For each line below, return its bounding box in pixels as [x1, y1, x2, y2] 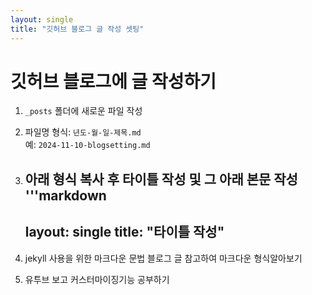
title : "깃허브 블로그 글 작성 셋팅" [10, 24, 145, 34]
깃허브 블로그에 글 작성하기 [10, 70, 217, 93]
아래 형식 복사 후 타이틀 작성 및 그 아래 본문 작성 [24, 171, 298, 188]
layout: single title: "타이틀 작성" [24, 224, 225, 241]
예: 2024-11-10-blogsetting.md [24, 139, 151, 151]
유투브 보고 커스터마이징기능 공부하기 [24, 273, 170, 285]
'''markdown [24, 187, 107, 204]
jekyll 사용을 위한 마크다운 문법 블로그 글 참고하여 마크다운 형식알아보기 [24, 252, 303, 264]
